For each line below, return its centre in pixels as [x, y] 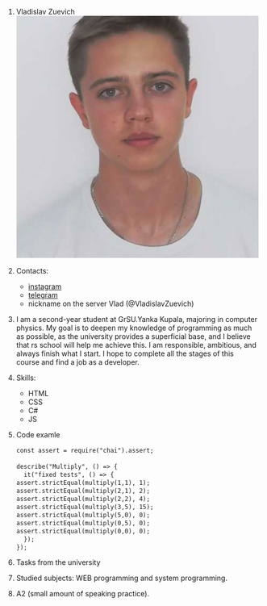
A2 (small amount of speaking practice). [83, 594]
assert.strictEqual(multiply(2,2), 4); [83, 499]
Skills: [26, 378]
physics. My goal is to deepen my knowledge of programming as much [134, 328]
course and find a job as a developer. [77, 362]
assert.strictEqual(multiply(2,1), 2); [83, 491]
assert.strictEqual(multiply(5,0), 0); [83, 516]
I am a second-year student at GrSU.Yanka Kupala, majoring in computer [137, 320]
